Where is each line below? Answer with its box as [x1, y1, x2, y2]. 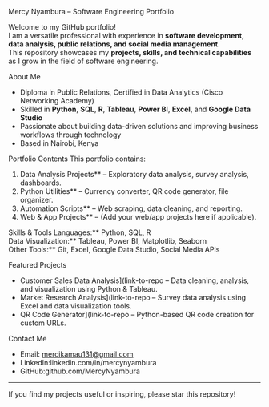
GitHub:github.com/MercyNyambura [19, 366, 140, 376]
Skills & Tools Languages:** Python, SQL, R [8, 228, 151, 237]
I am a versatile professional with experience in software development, [8, 31, 244, 40]
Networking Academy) [19, 96, 94, 105]
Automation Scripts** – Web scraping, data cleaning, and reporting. [19, 203, 243, 213]
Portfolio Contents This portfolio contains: [8, 154, 147, 163]
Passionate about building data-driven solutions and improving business [19, 122, 259, 131]
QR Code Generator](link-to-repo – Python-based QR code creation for [19, 310, 255, 319]
